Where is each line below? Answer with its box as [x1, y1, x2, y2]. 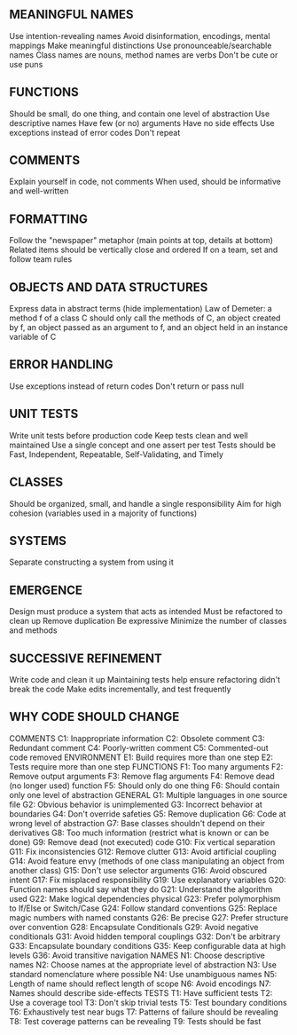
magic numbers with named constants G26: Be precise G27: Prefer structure [9, 912, 289, 922]
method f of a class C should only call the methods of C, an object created [9, 312, 281, 323]
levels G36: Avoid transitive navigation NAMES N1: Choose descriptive [9, 950, 266, 960]
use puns [9, 59, 43, 69]
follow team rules [9, 254, 73, 265]
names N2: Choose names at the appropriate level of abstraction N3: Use [9, 959, 277, 970]
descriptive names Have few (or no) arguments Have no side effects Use [9, 117, 275, 128]
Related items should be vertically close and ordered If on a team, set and [9, 244, 278, 256]
